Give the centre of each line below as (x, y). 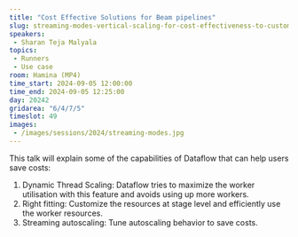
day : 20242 (29, 100)
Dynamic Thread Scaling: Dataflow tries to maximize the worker (138, 185)
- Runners (31, 59)
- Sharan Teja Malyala (55, 42)
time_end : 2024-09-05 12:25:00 (67, 91)
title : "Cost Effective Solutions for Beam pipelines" (113, 17)
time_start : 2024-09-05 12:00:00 (71, 83)
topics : (24, 51)
